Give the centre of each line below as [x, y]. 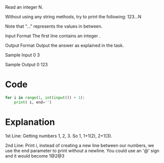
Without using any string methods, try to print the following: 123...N [73, 17]
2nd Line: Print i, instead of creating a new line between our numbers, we [80, 145]
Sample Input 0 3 [22, 55]
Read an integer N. [24, 7]
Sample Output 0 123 [26, 64]
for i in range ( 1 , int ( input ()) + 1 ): [45, 98]
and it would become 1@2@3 [35, 156]
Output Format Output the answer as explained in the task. [65, 45]
